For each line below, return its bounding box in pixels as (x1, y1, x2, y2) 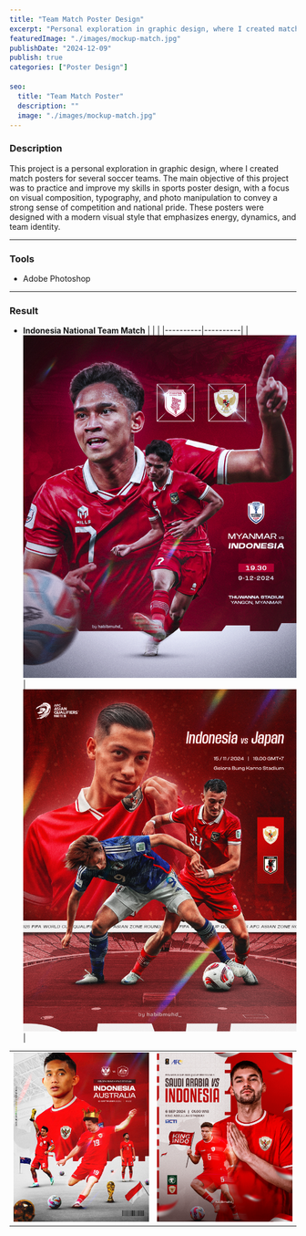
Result (9, 304, 39, 317)
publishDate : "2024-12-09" (9, 44, 112, 53)
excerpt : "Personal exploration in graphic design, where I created (9, 24, 275, 34)
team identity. (9, 221, 61, 232)
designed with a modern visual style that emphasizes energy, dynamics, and (9, 211, 297, 223)
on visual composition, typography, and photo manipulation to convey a (9, 192, 278, 203)
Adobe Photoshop (22, 273, 91, 284)
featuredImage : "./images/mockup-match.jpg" (9, 34, 181, 43)
